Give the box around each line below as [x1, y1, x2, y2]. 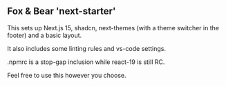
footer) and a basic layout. [7, 31, 82, 39]
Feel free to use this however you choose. [7, 71, 126, 79]
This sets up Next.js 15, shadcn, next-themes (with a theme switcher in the [7, 23, 220, 32]
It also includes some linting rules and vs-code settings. [7, 44, 167, 52]
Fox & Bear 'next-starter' [7, 6, 116, 17]
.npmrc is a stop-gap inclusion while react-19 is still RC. [7, 58, 165, 66]
